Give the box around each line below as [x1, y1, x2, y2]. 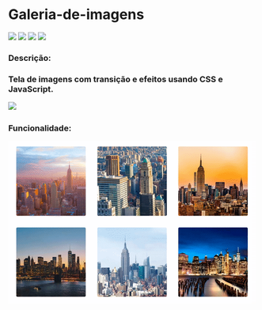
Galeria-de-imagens [8, 6, 145, 24]
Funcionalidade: [8, 123, 72, 134]
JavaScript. [8, 83, 54, 94]
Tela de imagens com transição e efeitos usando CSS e [8, 74, 223, 85]
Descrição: [8, 52, 51, 63]
